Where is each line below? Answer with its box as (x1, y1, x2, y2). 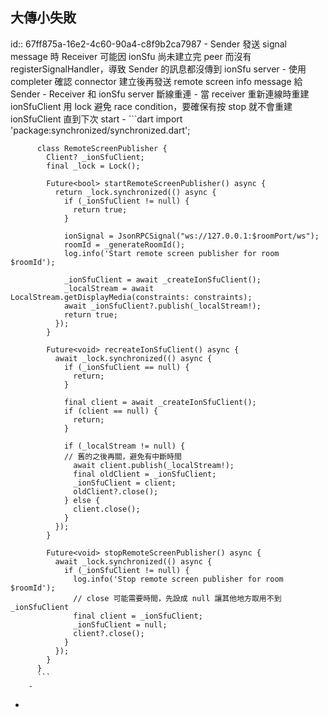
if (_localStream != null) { (63, 441, 186, 451)
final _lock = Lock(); (46, 161, 141, 171)
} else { (63, 495, 101, 505)
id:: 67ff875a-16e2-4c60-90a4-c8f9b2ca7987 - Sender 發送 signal (10, 38, 287, 50)
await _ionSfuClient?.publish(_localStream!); (63, 301, 262, 311)
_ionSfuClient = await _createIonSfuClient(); (63, 274, 262, 285)
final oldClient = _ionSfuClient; (73, 469, 217, 479)
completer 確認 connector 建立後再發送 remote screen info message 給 (10, 75, 303, 87)
